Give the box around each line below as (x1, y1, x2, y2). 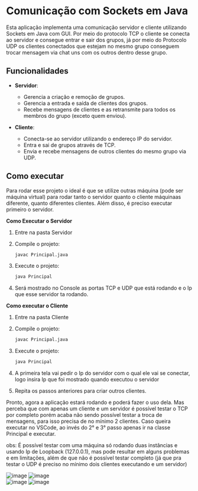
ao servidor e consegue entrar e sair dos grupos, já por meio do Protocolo (6, 36, 187, 43)
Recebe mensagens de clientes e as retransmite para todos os (23, 105, 176, 113)
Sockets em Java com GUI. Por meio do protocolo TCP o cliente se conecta (6, 30, 190, 37)
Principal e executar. (6, 431, 56, 438)
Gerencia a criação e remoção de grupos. (23, 93, 125, 100)
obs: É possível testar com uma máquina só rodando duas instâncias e (6, 442, 178, 449)
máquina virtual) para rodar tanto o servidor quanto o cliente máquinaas (6, 193, 181, 200)
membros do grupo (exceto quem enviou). (23, 112, 127, 119)
